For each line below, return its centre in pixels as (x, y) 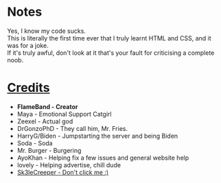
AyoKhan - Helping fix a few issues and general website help (103, 158)
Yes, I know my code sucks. (46, 31)
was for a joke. (28, 45)
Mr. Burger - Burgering (49, 150)
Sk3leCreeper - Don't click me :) (62, 172)
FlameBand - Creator (47, 106)
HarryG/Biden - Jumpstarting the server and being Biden (97, 136)
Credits (28, 88)
